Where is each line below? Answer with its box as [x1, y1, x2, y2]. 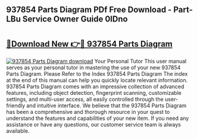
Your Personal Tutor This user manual [94, 58, 187, 64]
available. [6, 128, 30, 134]
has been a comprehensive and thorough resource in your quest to [6, 109, 170, 115]
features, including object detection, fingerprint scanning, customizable [6, 89, 182, 96]
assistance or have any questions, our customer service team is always [6, 121, 182, 128]
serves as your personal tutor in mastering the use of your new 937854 [6, 64, 181, 71]
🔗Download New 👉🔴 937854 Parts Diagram [6, 39, 173, 49]
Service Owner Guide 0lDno [22, 14, 128, 24]
